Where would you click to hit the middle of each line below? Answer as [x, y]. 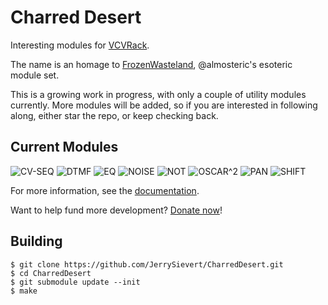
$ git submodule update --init [75, 282]
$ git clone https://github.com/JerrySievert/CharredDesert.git [147, 264]
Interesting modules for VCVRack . [80, 45]
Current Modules [64, 147]
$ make [24, 291]
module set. [35, 75]
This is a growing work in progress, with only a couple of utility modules [158, 94]
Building [36, 241]
